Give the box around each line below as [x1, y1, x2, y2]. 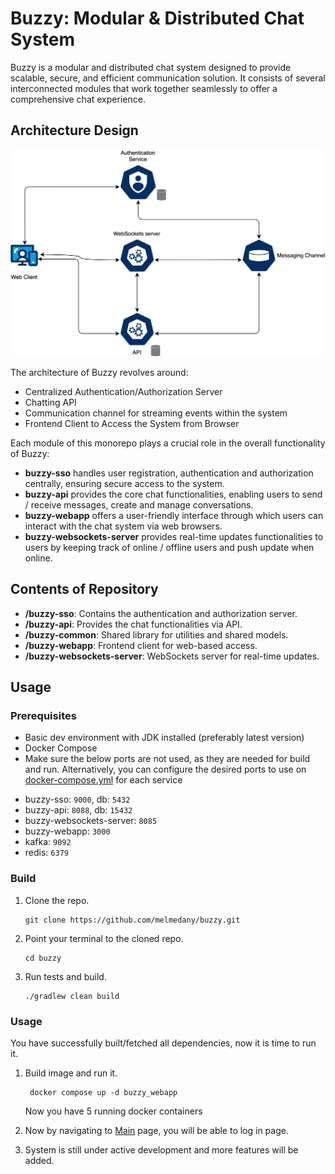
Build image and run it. [24, 1067, 118, 1079]
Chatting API [24, 396, 77, 408]
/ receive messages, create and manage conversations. [24, 498, 254, 511]
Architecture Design [10, 122, 139, 139]
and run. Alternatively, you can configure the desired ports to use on [24, 763, 307, 776]
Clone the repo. [24, 894, 90, 906]
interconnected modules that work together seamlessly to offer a [10, 82, 278, 94]
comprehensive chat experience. [10, 93, 146, 105]
